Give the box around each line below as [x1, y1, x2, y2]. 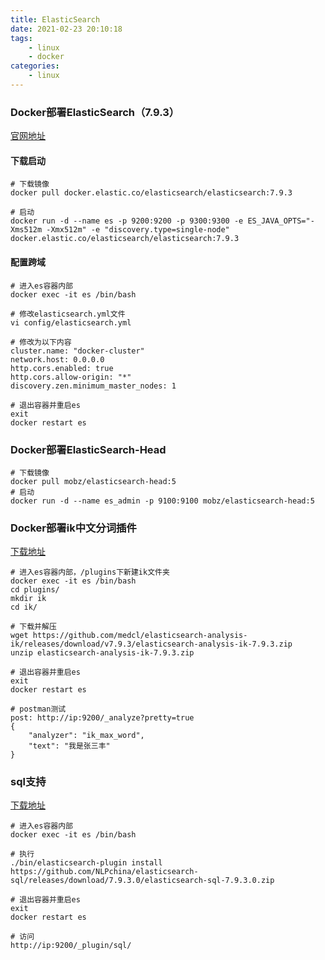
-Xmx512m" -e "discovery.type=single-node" [46, 225, 230, 235]
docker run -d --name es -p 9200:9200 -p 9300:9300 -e [10, 216, 244, 226]
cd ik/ [10, 602, 38, 613]
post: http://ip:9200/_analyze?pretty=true [10, 713, 195, 723]
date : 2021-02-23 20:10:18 [10, 24, 123, 34]
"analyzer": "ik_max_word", [28, 731, 145, 741]
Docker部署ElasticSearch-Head [10, 442, 167, 456]
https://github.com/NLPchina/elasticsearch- [10, 867, 199, 877]
